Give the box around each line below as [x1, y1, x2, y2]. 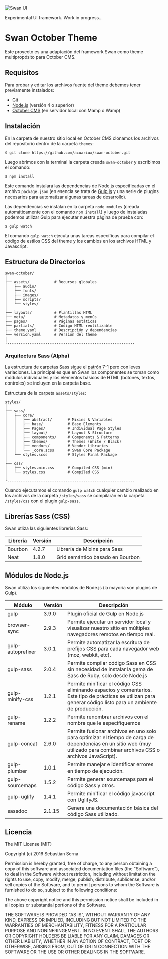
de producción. [67, 705, 103, 712]
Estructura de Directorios [5, 257, 86, 266]
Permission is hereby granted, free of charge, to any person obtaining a [5, 860, 152, 867]
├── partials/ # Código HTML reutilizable [5, 323, 113, 328]
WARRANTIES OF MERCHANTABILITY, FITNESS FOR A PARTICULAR [5, 922, 146, 928]
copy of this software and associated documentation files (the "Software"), [5, 866, 160, 872]
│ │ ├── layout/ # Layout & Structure [5, 430, 113, 435]
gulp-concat [7, 740, 38, 747]
